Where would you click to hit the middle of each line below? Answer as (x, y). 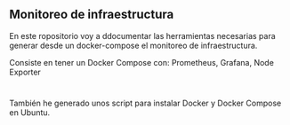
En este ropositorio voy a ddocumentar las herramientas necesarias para (142, 35)
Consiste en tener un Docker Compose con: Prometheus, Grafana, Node (141, 62)
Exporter (25, 72)
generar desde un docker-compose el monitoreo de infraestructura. (133, 45)
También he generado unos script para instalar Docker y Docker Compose (145, 103)
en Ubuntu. (30, 113)
